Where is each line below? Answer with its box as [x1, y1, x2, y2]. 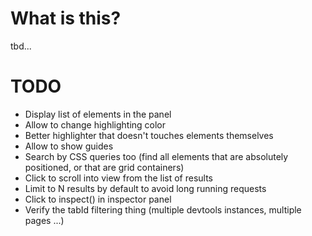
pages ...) [24, 214, 65, 226]
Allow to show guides [24, 140, 114, 152]
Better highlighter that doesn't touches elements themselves [24, 129, 274, 141]
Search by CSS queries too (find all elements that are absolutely [24, 150, 289, 162]
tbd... [10, 40, 32, 52]
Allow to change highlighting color [24, 118, 167, 131]
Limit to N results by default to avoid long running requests [24, 182, 267, 194]
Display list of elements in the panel [24, 108, 172, 120]
